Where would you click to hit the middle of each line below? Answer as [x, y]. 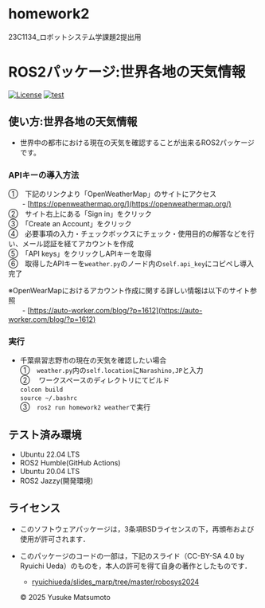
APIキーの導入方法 [44, 175]
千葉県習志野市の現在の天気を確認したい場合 [93, 360]
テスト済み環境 [45, 435]
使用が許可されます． [55, 539]
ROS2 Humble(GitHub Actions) [70, 463]
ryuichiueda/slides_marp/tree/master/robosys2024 [115, 582]
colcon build [41, 390]
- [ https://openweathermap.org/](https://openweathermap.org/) [127, 203]
